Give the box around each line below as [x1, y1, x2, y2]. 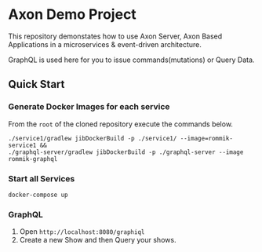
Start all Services [8, 173, 75, 184]
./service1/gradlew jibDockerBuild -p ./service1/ [8, 134, 177, 142]
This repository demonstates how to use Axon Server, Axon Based [8, 31, 223, 41]
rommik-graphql [8, 155, 58, 163]
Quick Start [8, 78, 65, 91]
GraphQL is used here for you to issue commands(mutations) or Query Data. [8, 55, 255, 64]
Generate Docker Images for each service [8, 101, 170, 112]
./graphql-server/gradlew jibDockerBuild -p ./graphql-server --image [8, 148, 244, 156]
